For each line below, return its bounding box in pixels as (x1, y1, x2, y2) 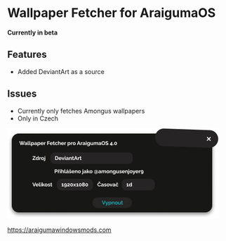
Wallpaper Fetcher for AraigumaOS (7, 5, 216, 21)
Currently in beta (7, 28, 58, 37)
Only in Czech (17, 114, 58, 123)
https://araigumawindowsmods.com (7, 225, 112, 234)
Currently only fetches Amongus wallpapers (17, 106, 145, 115)
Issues (7, 88, 37, 100)
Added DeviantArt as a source (17, 67, 105, 75)
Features (7, 49, 47, 61)
